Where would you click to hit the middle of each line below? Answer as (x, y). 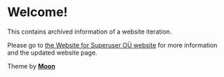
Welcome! (38, 12)
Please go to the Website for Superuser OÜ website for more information (112, 45)
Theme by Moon (31, 66)
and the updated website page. (52, 52)
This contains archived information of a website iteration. (90, 31)
